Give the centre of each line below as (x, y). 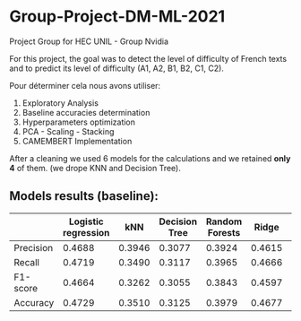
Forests (224, 232)
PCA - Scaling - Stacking (68, 131)
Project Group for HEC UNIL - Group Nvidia (89, 41)
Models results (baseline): (84, 196)
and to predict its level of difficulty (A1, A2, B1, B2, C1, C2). (116, 68)
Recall (27, 262)
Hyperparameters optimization (79, 122)
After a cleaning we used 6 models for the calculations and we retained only (150, 158)
